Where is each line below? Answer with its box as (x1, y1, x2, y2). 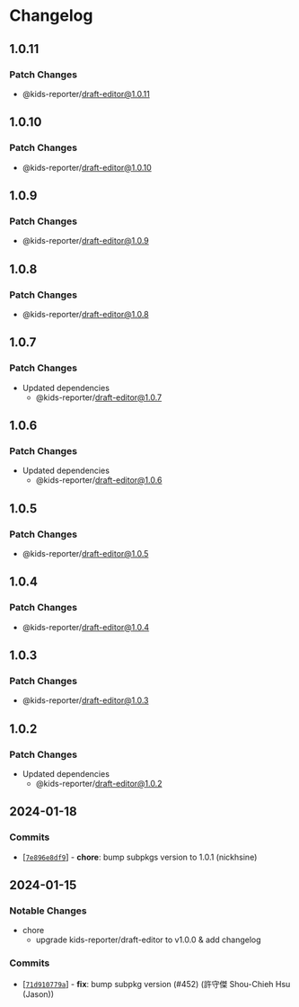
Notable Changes (9, 905, 87, 917)
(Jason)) (22, 988, 55, 999)
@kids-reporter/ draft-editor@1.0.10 (22, 162, 153, 173)
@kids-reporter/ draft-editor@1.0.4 (22, 621, 150, 632)
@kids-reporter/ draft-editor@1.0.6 (35, 475, 163, 486)
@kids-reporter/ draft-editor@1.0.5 (22, 548, 149, 558)
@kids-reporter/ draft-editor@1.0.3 (22, 695, 149, 706)
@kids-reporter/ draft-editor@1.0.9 (22, 236, 150, 246)
